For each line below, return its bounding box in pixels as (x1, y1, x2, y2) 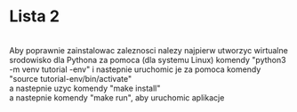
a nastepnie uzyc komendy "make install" (9, 83, 161, 93)
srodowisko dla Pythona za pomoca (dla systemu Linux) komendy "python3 (9, 54, 286, 65)
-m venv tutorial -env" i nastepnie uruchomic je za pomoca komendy (9, 64, 261, 75)
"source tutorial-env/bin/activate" (9, 73, 132, 84)
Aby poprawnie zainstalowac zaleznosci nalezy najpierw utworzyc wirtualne (9, 44, 289, 55)
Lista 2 (9, 6, 60, 27)
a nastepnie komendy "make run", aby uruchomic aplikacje (9, 92, 225, 103)
